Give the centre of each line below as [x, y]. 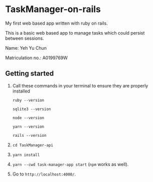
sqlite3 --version [32, 109]
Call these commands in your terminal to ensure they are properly [80, 85]
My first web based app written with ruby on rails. [56, 23]
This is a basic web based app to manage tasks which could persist [75, 33]
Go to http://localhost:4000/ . [44, 174]
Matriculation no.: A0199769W [36, 58]
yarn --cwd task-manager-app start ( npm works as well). [70, 164]
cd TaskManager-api [33, 145]
